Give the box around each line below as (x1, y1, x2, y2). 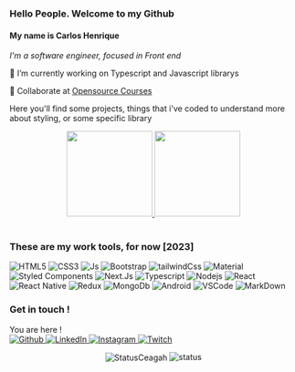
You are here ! (9, 324, 62, 335)
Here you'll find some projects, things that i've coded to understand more (9, 103, 286, 114)
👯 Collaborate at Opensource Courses (9, 86, 153, 97)
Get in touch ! (9, 304, 70, 316)
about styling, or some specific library (9, 113, 153, 124)
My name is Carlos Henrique (9, 30, 121, 41)
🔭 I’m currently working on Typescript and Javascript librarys (9, 67, 239, 79)
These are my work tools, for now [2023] (9, 241, 195, 253)
